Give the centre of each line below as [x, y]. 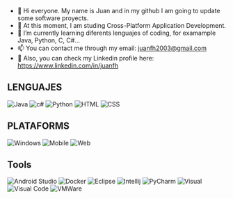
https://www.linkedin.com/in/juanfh [68, 65]
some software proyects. [53, 18]
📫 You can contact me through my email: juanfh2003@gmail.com [112, 48]
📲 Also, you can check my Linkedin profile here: [86, 58]
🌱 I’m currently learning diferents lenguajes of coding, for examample [116, 33]
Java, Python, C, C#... [48, 40]
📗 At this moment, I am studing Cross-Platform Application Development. [121, 25]
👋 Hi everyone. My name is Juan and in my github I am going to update [119, 11]
